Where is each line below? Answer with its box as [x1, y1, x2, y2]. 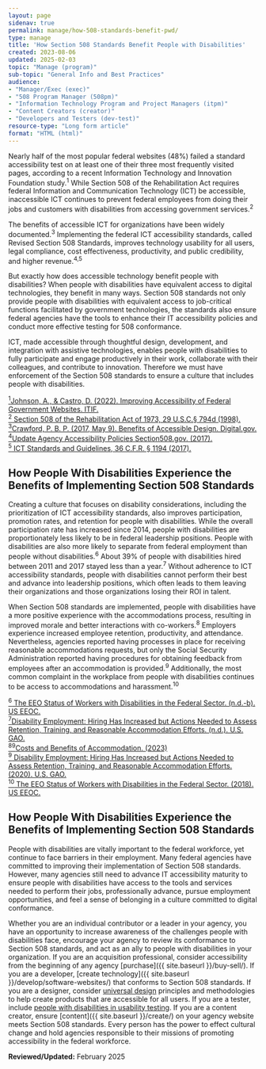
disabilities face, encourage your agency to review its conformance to [8, 935, 236, 945]
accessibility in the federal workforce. [8, 1036, 131, 1046]
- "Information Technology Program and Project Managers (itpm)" [8, 100, 228, 108]
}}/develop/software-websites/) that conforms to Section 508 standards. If [8, 977, 252, 987]
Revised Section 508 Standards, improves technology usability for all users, [8, 238, 255, 247]
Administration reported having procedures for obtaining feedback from [8, 654, 242, 663]
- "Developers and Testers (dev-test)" [8, 115, 140, 123]
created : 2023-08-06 [8, 48, 77, 56]
